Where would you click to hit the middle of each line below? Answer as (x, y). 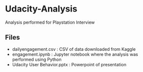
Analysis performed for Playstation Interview (50, 22)
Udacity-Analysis (41, 9)
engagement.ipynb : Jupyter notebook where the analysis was (75, 54)
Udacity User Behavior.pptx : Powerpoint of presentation (69, 64)
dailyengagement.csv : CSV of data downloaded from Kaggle (74, 49)
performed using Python (37, 59)
